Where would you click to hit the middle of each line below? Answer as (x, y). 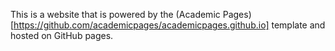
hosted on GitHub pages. (62, 35)
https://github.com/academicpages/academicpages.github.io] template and (169, 25)
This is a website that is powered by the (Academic (115, 14)
